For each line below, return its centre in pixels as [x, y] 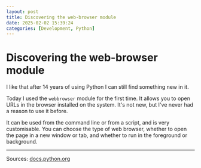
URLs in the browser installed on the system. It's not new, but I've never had [100, 105]
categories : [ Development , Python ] [51, 28]
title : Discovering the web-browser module [61, 17]
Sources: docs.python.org [38, 159]
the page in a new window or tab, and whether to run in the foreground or [97, 135]
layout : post [22, 12]
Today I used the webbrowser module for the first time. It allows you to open [98, 98]
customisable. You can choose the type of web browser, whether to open [97, 129]
